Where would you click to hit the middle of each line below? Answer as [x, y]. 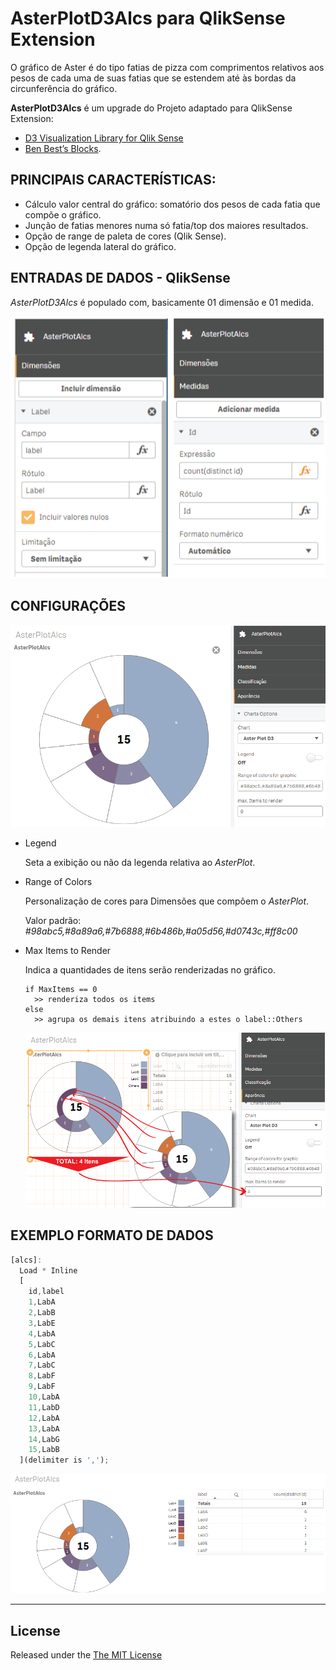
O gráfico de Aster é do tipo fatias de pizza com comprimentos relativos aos [167, 67]
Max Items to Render [68, 951]
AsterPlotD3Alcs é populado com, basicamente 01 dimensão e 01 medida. [162, 302]
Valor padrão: [53, 921]
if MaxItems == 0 [61, 990]
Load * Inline [48, 1270]
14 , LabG [44, 1439]
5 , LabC [42, 1344]
